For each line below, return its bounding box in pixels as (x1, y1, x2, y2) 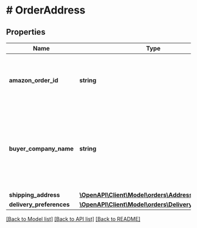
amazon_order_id (9, 76, 59, 84)
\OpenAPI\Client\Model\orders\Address (79, 191, 193, 199)
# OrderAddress (6, 4, 86, 17)
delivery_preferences (9, 200, 70, 209)
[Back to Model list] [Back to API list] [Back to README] (6, 216, 141, 222)
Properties (6, 27, 46, 37)
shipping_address (9, 191, 60, 199)
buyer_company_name (9, 145, 74, 153)
